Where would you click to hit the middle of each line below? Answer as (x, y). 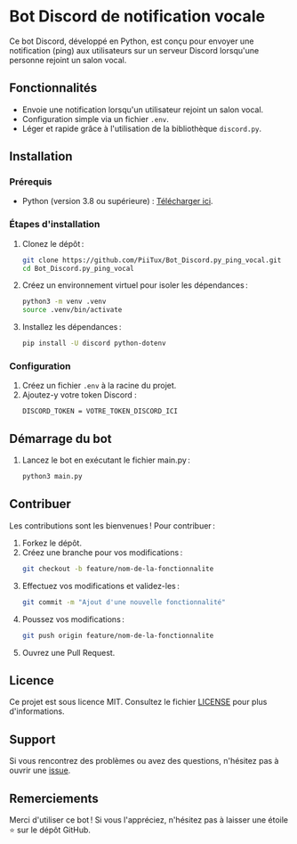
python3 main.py (52, 477)
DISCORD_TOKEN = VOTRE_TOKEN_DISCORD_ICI (100, 412)
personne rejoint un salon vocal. (68, 60)
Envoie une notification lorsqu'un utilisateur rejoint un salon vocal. (143, 110)
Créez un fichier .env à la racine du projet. (99, 386)
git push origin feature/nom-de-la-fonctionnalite (118, 635)
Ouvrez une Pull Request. (68, 652)
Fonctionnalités (53, 88)
